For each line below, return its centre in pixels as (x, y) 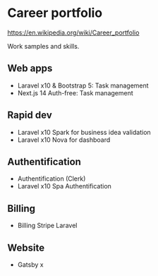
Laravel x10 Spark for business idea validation (84, 132)
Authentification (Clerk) (51, 179)
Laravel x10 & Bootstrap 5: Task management (83, 85)
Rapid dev (30, 115)
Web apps (30, 68)
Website (26, 247)
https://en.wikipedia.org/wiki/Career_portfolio (73, 32)
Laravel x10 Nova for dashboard (64, 140)
